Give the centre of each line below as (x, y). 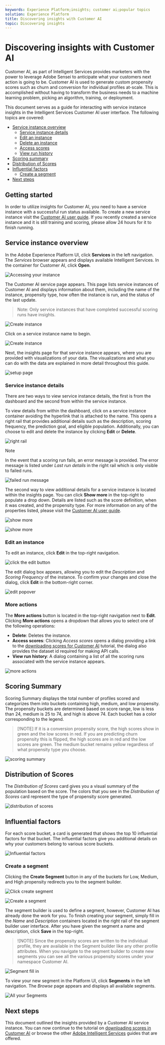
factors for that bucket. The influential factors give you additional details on (81, 839)
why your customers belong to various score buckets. (60, 844)
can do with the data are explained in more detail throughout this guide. (77, 363)
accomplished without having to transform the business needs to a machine (82, 93)
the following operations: (30, 626)
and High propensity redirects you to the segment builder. (63, 882)
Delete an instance (39, 143)
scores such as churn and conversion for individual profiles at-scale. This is (82, 87)
